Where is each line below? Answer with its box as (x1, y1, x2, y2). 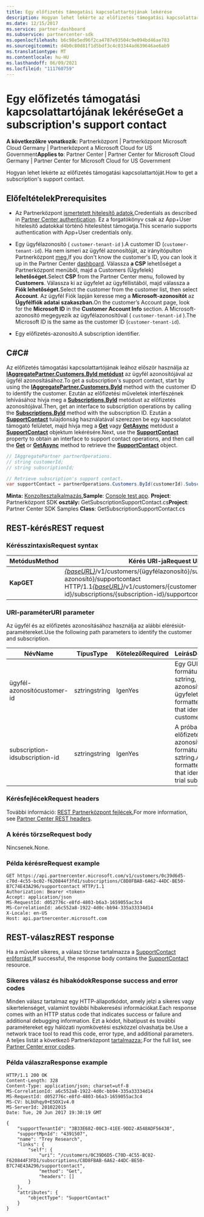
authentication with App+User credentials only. (15, 229, 133, 236)
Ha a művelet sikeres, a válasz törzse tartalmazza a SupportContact (6, 948, 176, 955)
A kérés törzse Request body (6, 830, 92, 838)
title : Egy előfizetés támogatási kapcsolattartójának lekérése (6, 9, 172, 15)
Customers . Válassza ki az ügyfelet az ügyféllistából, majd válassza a (15, 280, 190, 287)
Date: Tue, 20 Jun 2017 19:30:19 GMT (6, 1109, 102, 1115)
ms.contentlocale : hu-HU (6, 54, 69, 60)
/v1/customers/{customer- (123, 582, 201, 591)
